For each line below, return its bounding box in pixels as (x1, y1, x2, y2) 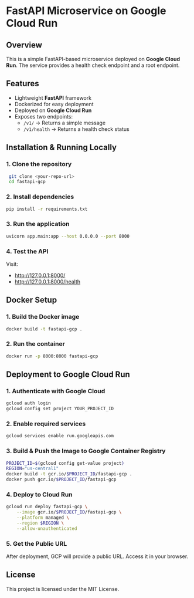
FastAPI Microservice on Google (6, 4, 166, 18)
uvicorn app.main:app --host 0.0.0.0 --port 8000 (6, 233, 130, 239)
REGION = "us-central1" (6, 465, 59, 472)
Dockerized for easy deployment (14, 100, 94, 107)
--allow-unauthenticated (16, 525, 77, 532)
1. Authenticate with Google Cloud (6, 387, 105, 395)
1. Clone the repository (6, 160, 72, 168)
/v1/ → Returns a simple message (23, 119, 106, 126)
